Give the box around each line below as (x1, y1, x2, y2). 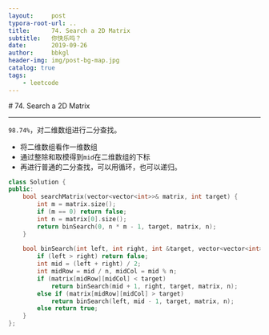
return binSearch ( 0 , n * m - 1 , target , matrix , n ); (37, 222, 217, 231)
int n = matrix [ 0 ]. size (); (37, 215, 127, 223)
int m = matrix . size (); (37, 200, 116, 208)
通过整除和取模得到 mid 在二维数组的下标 (19, 151, 151, 161)
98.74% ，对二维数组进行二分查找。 (8, 125, 122, 135)
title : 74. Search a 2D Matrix (8, 26, 130, 34)
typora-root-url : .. (8, 19, 78, 27)
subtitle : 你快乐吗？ (8, 34, 82, 42)
